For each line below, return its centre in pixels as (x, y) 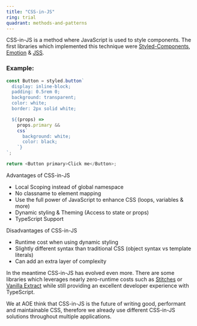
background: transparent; (44, 98)
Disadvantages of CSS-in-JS (42, 230)
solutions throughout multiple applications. (59, 316)
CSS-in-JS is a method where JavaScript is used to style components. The (99, 40)
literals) (24, 255)
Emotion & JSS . (25, 53)
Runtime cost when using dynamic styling (66, 242)
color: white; (29, 103)
